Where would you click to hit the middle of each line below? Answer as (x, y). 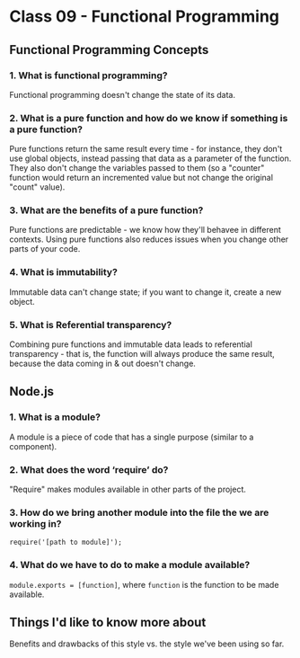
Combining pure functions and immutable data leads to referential (131, 344)
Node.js (32, 391)
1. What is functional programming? (88, 76)
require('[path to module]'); (66, 542)
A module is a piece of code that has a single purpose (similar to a (132, 437)
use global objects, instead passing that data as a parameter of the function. (150, 158)
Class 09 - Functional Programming (145, 17)
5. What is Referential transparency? (91, 325)
